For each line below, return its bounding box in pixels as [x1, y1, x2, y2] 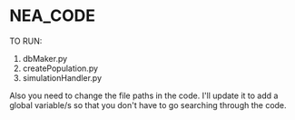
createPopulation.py [22, 63, 98, 74]
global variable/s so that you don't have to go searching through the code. [9, 99, 288, 110]
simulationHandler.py [22, 72, 103, 83]
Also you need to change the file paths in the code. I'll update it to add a [9, 90, 279, 101]
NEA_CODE [9, 5, 95, 26]
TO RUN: [9, 35, 43, 46]
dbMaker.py [22, 53, 68, 64]
